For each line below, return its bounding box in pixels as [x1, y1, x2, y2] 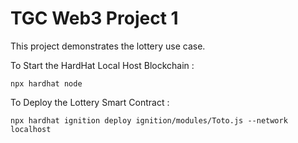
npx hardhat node [10, 78, 83, 89]
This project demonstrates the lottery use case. [10, 40, 206, 52]
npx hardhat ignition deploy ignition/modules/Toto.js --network [10, 115, 288, 126]
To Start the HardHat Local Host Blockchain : [10, 59, 195, 71]
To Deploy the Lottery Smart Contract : [10, 96, 170, 108]
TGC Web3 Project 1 [10, 7, 179, 30]
